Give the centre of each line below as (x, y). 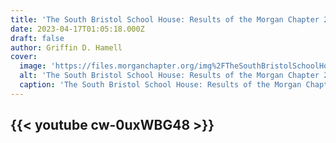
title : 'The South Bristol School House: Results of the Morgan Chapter (165, 19)
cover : (24, 57)
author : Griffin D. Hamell (66, 47)
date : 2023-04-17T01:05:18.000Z (77, 29)
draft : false (37, 38)
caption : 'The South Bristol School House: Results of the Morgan (160, 85)
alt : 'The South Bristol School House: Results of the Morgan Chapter (169, 76)
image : (33, 66)
